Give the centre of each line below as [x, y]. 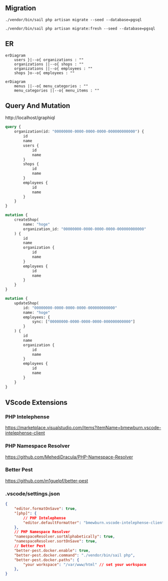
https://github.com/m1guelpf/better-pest [47, 480]
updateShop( [26, 303]
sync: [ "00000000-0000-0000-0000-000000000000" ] [83, 322]
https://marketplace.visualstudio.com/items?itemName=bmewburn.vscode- [83, 428]
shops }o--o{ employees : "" [44, 73]
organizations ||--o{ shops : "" [49, 64]
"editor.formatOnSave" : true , [46, 509]
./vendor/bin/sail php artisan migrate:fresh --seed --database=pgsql [80, 29]
